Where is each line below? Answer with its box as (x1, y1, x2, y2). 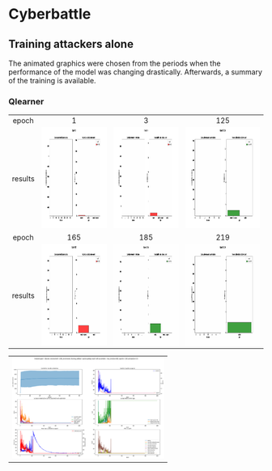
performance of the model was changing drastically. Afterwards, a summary (8, 67, 263, 77)
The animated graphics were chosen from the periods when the (8, 58, 221, 68)
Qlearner (8, 95, 45, 107)
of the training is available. (8, 76, 96, 85)
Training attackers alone (8, 37, 134, 51)
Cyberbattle (8, 5, 91, 23)
